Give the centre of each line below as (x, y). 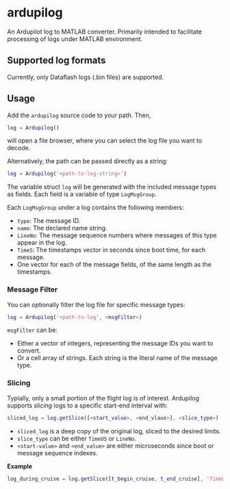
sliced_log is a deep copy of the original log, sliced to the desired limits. (119, 431)
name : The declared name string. (62, 228)
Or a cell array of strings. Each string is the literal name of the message (117, 358)
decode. (19, 148)
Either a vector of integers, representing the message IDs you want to (115, 344)
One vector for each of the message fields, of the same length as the (114, 265)
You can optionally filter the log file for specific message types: (96, 305)
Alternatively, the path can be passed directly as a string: (87, 161)
